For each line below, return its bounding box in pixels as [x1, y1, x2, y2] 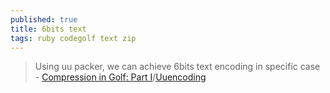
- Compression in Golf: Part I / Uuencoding [34, 71, 207, 83]
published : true [10, 14, 78, 25]
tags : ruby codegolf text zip [10, 33, 137, 43]
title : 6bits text [10, 24, 87, 34]
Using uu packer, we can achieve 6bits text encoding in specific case [34, 61, 321, 73]
